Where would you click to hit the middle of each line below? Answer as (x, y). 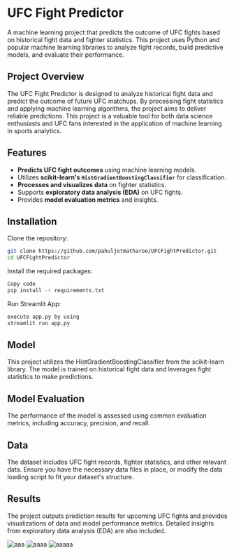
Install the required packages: (50, 271)
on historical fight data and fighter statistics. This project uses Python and (114, 39)
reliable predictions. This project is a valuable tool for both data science (110, 116)
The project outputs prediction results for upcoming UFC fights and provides (117, 516)
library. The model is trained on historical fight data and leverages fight (109, 369)
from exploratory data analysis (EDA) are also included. (87, 530)
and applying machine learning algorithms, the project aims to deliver (107, 108)
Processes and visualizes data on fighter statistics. (92, 184)
